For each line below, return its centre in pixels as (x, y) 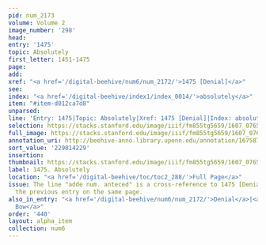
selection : (26, 126)
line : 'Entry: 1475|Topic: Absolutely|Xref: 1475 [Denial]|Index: (120, 119)
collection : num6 (37, 229)
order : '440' (30, 214)
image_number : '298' (42, 30)
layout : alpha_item (40, 221)
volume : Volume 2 (37, 23)
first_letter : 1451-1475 (49, 60)
